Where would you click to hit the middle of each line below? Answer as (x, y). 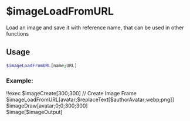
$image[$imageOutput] (34, 112)
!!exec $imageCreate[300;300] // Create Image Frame (71, 93)
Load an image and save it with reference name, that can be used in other (95, 27)
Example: (20, 81)
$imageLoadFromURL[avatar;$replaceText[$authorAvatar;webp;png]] (90, 99)
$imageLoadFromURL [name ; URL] (42, 65)
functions (18, 33)
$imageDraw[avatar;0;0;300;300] (47, 106)
